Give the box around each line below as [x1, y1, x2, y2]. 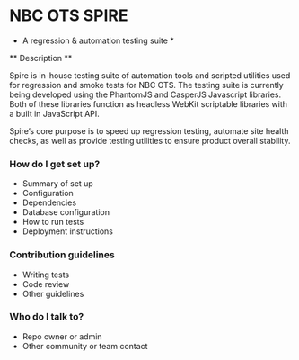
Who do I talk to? [9, 310, 84, 323]
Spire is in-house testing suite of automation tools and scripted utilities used [9, 69, 291, 81]
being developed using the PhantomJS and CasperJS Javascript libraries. [9, 89, 282, 100]
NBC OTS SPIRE [9, 5, 128, 26]
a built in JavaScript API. [9, 108, 101, 119]
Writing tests [22, 269, 70, 280]
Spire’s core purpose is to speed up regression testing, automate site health [9, 125, 289, 136]
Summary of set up [22, 178, 94, 189]
